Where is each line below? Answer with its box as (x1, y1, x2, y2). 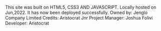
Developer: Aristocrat (5, 20, 49, 26)
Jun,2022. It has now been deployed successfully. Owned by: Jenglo (5, 9, 148, 15)
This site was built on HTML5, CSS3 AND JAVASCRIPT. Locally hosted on (5, 4, 156, 10)
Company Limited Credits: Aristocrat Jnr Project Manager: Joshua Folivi (5, 15, 153, 20)
